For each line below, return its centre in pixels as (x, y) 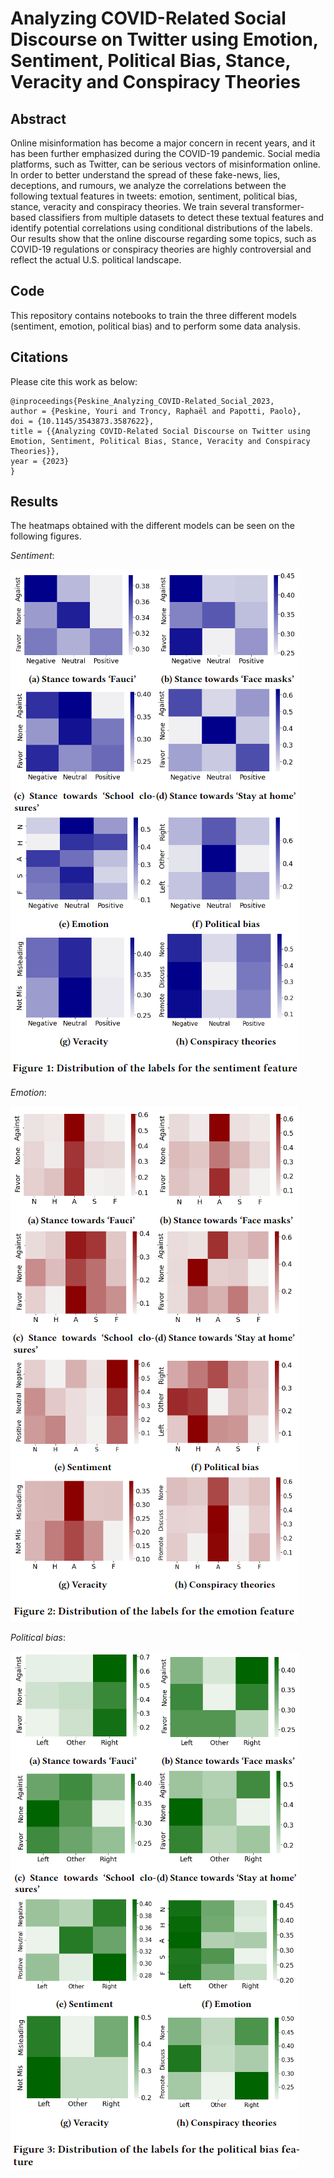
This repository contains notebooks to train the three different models (153, 315)
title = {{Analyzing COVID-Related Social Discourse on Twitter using (160, 431)
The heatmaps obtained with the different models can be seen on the (152, 526)
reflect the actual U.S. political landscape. (96, 260)
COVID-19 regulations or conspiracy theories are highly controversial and (161, 249)
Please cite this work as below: (74, 381)
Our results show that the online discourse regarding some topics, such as (163, 238)
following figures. (46, 536)
